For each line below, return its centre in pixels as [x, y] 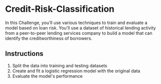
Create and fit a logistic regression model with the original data [76, 71]
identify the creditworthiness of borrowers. [49, 38]
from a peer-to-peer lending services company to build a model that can [79, 33]
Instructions [24, 54]
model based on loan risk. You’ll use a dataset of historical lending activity [80, 28]
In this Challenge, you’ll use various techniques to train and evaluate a [76, 23]
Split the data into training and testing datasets [60, 65]
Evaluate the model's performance [47, 76]
